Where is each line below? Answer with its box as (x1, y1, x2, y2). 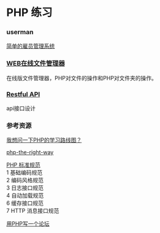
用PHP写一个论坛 (6, 220, 50, 227)
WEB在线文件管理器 (6, 59, 66, 68)
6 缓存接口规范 (6, 199, 44, 207)
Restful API (6, 90, 40, 98)
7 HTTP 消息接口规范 (6, 207, 59, 215)
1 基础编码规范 (6, 169, 43, 176)
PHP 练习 (6, 6, 53, 20)
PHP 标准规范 (6, 161, 41, 169)
